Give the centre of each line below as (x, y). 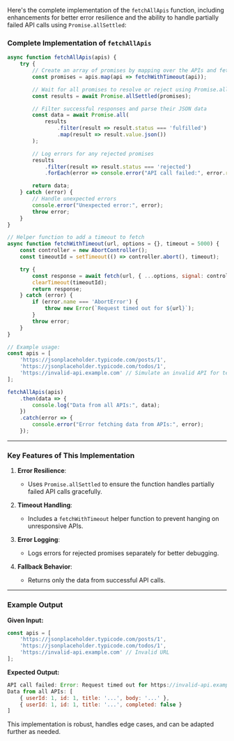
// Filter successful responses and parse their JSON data (120, 109)
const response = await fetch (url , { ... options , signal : (118, 276)
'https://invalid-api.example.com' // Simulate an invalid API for (119, 373)
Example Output (35, 605)
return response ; (57, 289)
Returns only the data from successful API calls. (96, 580)
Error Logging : (39, 540)
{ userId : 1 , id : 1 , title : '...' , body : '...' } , (95, 698)
